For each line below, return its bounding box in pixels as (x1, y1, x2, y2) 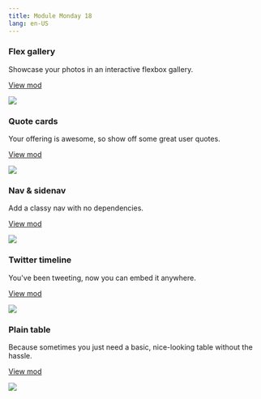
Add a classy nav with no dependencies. (8, 203, 144, 213)
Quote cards (8, 115, 58, 126)
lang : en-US (8, 19, 49, 28)
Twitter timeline (8, 254, 72, 265)
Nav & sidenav (8, 185, 66, 197)
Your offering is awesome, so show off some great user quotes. (8, 134, 220, 144)
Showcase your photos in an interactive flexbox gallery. (8, 64, 194, 74)
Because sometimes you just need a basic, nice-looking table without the (8, 342, 253, 352)
